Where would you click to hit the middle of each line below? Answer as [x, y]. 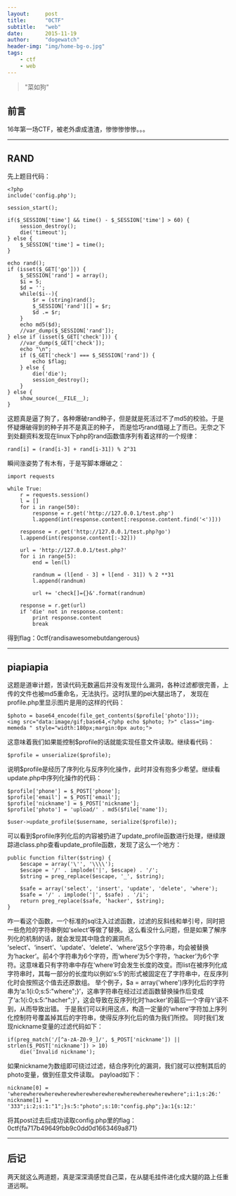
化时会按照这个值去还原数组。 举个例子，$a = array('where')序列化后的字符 [116, 983]
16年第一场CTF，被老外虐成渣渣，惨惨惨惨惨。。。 [78, 129]
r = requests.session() [55, 495]
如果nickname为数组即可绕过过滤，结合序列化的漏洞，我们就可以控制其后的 [117, 1066]
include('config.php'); [42, 196]
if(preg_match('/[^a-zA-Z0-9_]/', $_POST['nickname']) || [94, 1040]
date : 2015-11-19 [42, 33]
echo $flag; [50, 362]
